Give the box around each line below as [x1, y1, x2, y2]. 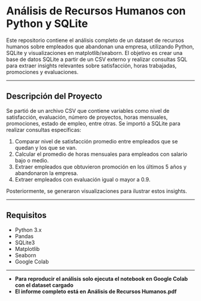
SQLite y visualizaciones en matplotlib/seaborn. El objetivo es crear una [6, 49, 183, 56]
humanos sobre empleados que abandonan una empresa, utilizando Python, [6, 43, 194, 50]
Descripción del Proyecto [6, 91, 103, 102]
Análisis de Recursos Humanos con [6, 4, 186, 18]
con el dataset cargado [14, 281, 74, 288]
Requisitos [6, 210, 47, 220]
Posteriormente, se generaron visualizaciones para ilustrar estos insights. [6, 187, 187, 195]
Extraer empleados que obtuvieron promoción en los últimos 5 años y [14, 163, 187, 170]
